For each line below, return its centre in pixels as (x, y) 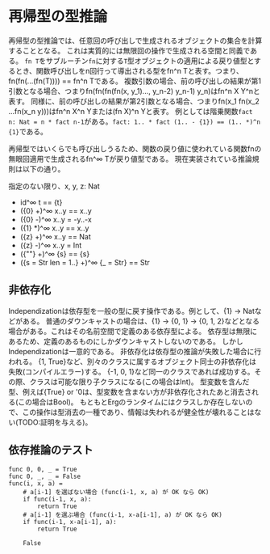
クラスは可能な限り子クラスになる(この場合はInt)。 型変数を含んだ (139, 382)
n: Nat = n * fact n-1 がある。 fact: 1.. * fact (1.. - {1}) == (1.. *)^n (134, 121)
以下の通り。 (44, 169)
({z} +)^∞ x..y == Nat (55, 236)
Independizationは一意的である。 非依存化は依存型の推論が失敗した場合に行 (135, 351)
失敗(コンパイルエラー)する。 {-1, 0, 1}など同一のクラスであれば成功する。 (131, 371)
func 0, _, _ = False (45, 476)
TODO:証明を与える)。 (55, 422)
